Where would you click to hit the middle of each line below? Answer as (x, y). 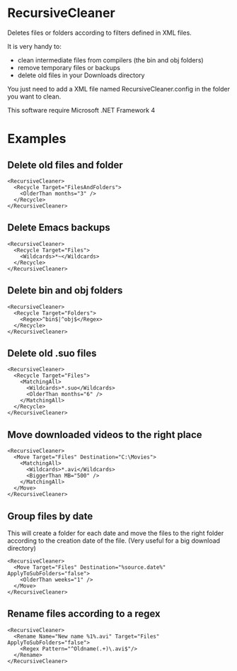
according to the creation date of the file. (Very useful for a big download (114, 541)
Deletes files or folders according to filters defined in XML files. (100, 33)
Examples (37, 139)
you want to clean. (34, 96)
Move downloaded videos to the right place (105, 435)
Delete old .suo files (52, 353)
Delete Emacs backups (59, 228)
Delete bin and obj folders (65, 291)
